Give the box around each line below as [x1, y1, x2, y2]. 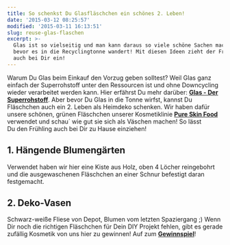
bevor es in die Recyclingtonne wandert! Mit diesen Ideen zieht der [13, 49, 216, 56]
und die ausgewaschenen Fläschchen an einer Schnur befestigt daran [7, 170, 205, 178]
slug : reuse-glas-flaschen [7, 29, 84, 36]
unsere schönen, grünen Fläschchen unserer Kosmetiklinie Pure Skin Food [7, 110, 218, 118]
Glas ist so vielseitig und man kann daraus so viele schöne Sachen [13, 42, 213, 49]
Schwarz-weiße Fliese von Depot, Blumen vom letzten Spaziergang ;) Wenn [7, 215, 221, 224]
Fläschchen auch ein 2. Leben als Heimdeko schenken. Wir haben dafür [7, 102, 210, 110]
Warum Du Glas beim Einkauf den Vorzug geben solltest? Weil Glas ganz [7, 73, 212, 82]
